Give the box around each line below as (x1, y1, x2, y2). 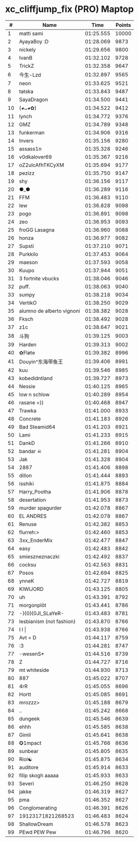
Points (115, 21, 131, 28)
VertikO (19, 299, 37, 306)
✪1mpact (19, 739, 41, 746)
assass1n (19, 145, 42, 152)
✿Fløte (19, 349, 35, 356)
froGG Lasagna (19, 226, 55, 233)
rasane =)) (19, 399, 44, 406)
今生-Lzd (19, 71, 41, 78)
